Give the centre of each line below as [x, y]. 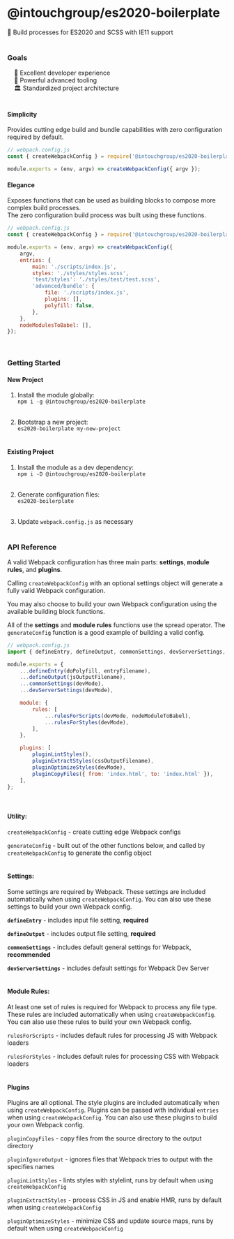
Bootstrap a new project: [53, 422]
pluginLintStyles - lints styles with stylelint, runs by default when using [110, 1180]
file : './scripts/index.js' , [87, 293]
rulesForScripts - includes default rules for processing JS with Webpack [112, 1035]
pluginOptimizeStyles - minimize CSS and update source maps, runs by [110, 1221]
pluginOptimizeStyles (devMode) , [79, 767]
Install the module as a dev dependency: [76, 467]
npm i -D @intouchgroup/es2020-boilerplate [81, 474]
